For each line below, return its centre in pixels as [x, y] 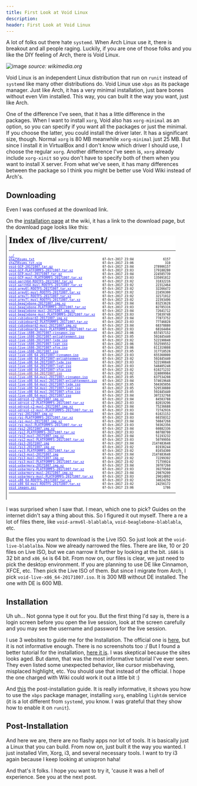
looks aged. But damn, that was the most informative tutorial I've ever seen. [98, 659]
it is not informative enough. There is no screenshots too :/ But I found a [93, 646]
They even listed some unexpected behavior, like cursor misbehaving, [91, 665]
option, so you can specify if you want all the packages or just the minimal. [96, 127]
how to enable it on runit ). [38, 708]
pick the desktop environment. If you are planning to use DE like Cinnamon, [97, 564]
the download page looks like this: [48, 227]
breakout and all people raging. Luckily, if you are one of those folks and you [99, 49]
